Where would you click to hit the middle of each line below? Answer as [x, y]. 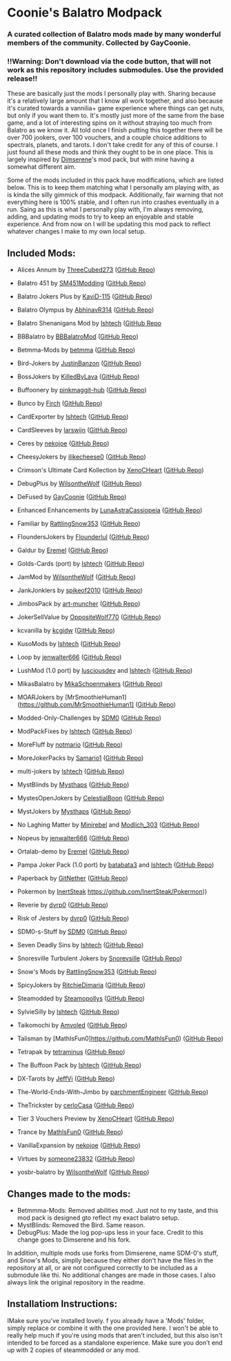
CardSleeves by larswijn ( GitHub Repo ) [72, 430]
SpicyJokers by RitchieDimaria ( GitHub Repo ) [81, 985]
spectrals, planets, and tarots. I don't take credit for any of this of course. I [113, 145]
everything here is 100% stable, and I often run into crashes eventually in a [113, 202]
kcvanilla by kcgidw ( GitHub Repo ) [66, 631]
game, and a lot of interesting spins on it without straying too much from [110, 123]
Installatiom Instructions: [62, 1304]
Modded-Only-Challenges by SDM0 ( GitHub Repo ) [89, 718]
